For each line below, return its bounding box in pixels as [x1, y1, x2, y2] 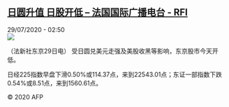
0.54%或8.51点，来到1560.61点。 [7, 79, 103, 87]
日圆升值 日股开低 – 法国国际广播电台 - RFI [7, 6, 189, 19]
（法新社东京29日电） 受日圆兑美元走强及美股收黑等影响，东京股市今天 [7, 47, 213, 55]
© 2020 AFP [7, 92, 44, 101]
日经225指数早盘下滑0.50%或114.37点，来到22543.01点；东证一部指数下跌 [7, 70, 222, 79]
